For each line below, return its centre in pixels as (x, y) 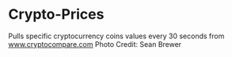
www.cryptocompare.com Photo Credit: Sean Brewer (95, 44)
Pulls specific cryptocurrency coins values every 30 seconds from (116, 36)
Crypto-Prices (56, 14)
